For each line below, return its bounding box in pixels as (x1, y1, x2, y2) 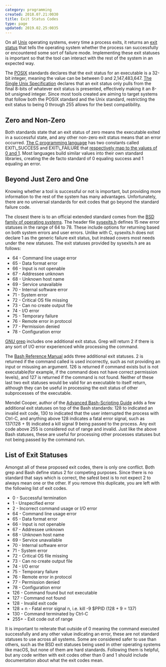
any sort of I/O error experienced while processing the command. (5, 343, 139, 350)
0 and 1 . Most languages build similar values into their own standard (5, 150, 143, 156)
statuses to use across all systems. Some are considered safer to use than (5, 636, 157, 642)
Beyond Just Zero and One (5, 175, 89, 183)
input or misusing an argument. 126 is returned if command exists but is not (5, 364, 159, 369)
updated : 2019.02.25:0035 (5, 26, 58, 31)
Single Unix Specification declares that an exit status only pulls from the (5, 80, 152, 87)
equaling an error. (5, 161, 41, 167)
